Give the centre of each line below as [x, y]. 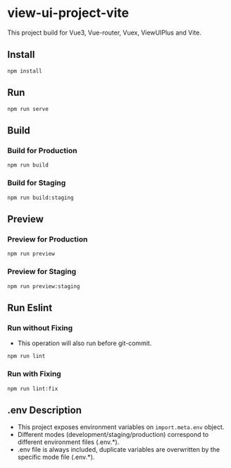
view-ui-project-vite [68, 13]
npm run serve [28, 109]
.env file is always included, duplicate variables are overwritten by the [119, 450]
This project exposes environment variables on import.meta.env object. [121, 427]
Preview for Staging [42, 272]
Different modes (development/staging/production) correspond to [113, 435]
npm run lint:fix [33, 389]
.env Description [45, 410]
